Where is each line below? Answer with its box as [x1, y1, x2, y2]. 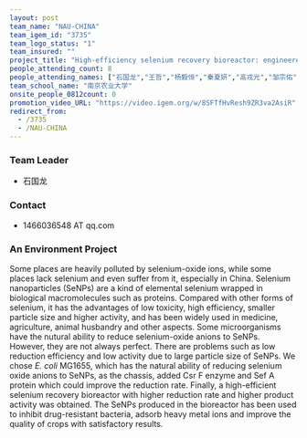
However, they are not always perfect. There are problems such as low [9, 340, 276, 351]
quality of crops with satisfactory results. [9, 418, 164, 429]
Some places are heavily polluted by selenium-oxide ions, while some [9, 263, 271, 274]
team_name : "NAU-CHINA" [9, 22, 101, 31]
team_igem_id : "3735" [9, 30, 92, 39]
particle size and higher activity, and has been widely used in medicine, [9, 311, 279, 322]
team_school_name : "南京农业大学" [9, 81, 132, 90]
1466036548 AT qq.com [22, 220, 115, 231]
